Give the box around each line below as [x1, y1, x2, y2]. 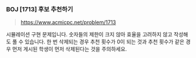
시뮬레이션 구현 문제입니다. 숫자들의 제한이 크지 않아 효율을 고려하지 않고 [6, 31, 172, 38]
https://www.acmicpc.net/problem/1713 [20, 19, 117, 26]
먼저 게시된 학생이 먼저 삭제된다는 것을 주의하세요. [12, 46, 127, 53]
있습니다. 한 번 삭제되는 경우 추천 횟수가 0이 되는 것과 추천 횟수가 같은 [24, 38, 185, 45]
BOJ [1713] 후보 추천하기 [6, 5, 74, 13]
